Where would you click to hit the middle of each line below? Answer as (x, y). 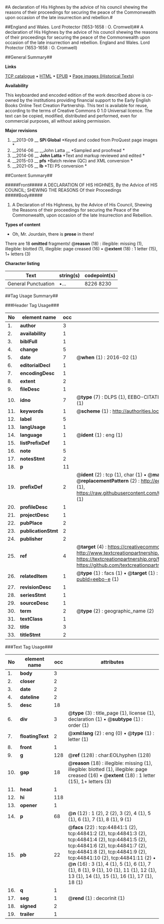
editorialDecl (35, 365)
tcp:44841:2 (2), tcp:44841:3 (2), (107, 833)
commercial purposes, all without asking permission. (58, 121)
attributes (113, 662)
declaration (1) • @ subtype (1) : (105, 719)
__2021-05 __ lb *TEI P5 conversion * (49, 166)
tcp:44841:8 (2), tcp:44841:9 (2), (107, 852)
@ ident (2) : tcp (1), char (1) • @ (114, 475)
